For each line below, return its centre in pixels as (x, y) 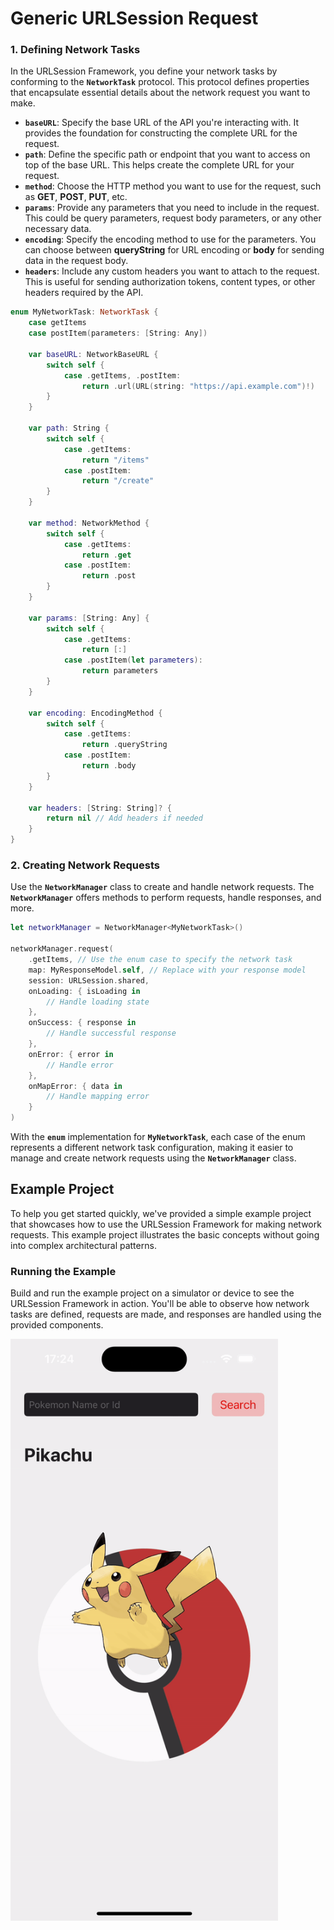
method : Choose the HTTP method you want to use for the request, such (173, 186)
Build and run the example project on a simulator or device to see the (152, 1293)
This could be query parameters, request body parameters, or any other (173, 218)
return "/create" (118, 481)
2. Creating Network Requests (85, 865)
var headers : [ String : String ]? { (100, 808)
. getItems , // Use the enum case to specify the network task (160, 960)
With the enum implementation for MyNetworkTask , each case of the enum (158, 1137)
